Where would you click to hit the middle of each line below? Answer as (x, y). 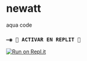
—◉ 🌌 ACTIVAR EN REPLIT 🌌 (43, 39)
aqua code (19, 25)
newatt (24, 9)
